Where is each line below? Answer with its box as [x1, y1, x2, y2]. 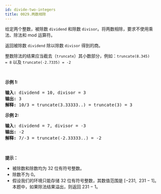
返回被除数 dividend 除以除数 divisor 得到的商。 [5, 42, 103, 48]
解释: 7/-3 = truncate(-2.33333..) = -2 [5, 135, 102, 140]
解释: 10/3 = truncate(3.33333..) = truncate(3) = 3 [5, 102, 133, 108]
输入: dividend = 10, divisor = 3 [5, 89, 87, 95]
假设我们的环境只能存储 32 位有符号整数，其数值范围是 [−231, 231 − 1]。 [12, 177, 159, 183]
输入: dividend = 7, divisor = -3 [5, 123, 87, 128]
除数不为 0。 [12, 171, 38, 177]
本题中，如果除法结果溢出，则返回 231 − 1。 [12, 184, 101, 190]
